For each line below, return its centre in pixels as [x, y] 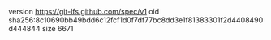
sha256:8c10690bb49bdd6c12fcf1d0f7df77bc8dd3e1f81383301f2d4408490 [136, 20]
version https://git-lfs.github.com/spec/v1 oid [84, 12]
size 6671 [58, 28]
